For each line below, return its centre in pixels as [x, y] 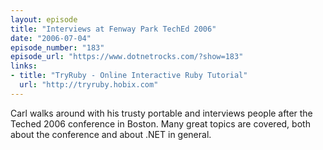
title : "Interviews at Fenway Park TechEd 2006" [113, 29]
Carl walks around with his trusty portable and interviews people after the [161, 113]
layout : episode [44, 19]
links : [24, 66]
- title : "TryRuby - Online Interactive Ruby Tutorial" [129, 76]
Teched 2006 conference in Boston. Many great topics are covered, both [160, 123]
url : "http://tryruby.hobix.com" [89, 85]
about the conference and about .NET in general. [111, 134]
